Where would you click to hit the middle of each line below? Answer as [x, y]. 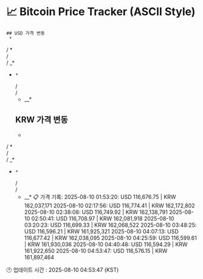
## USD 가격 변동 [26, 33]
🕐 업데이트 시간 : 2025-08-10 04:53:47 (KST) [63, 270]
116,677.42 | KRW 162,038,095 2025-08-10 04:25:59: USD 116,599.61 [111, 238]
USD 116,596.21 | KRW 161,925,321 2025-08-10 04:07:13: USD [101, 231]
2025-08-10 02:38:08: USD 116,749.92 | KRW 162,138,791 [96, 212]
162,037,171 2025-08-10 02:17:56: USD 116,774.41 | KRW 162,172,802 [110, 205]
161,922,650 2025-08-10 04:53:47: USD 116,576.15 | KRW [96, 250]
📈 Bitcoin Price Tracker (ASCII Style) [101, 12]
